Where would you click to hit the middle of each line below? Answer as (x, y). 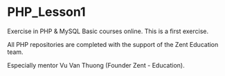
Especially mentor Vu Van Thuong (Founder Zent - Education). (96, 65)
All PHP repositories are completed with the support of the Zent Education (113, 44)
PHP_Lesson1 (46, 12)
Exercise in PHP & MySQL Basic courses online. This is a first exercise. (108, 31)
